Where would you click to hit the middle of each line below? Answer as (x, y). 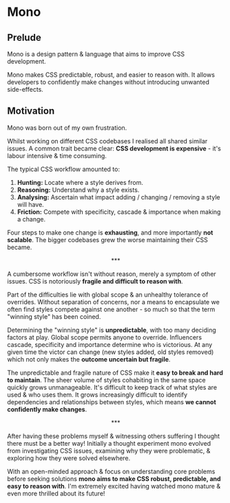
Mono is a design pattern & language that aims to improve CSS (96, 54)
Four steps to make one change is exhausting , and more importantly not (110, 233)
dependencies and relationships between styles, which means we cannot (112, 402)
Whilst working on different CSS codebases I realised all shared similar (107, 141)
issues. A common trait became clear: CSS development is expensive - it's (114, 148)
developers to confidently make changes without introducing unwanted (108, 82)
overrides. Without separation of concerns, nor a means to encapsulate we (114, 302)
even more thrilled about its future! (56, 493)
